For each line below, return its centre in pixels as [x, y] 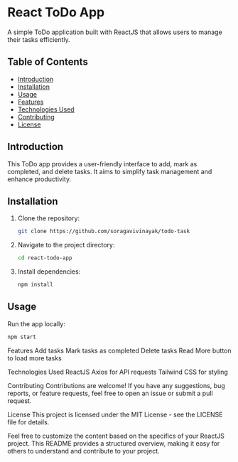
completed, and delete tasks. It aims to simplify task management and [110, 171]
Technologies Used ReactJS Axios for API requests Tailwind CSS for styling [118, 372]
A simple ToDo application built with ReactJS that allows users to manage [115, 32]
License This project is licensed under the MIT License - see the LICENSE [115, 414]
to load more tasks [34, 358]
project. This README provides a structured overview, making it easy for [114, 443]
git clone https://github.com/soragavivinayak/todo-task [104, 232]
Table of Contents [48, 62]
